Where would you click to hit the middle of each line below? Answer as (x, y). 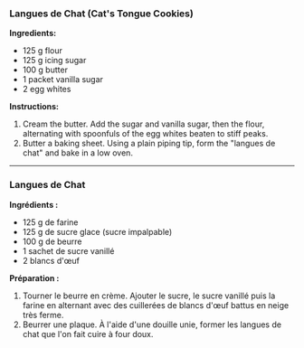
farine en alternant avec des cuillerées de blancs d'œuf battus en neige (156, 305)
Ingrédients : (34, 204)
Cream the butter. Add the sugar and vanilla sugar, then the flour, (143, 124)
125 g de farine (50, 222)
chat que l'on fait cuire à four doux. (88, 334)
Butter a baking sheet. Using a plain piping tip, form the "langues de (149, 144)
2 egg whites (47, 89)
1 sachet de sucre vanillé (68, 250)
